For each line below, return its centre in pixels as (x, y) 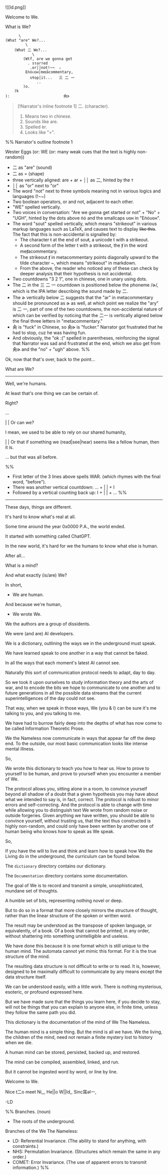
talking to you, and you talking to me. (43, 713)
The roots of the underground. (43, 1121)
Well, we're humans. (26, 383)
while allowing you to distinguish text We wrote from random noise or (76, 810)
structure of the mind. (27, 956)
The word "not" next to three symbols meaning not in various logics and (86, 191)
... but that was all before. (31, 457)
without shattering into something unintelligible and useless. (67, 936)
